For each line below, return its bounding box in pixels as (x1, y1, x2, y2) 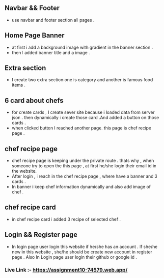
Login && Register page (4, 231, 78, 239)
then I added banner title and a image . (11, 49, 90, 56)
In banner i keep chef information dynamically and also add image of (11, 184, 151, 190)
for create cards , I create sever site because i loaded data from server (11, 109, 155, 115)
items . (11, 82, 26, 88)
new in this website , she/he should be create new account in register (11, 248, 153, 255)
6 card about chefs (4, 96, 64, 105)
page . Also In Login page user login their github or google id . (11, 254, 137, 260)
